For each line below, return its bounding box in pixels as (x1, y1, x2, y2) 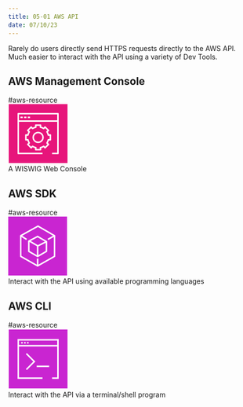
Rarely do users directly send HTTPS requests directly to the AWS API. (8, 43, 237, 53)
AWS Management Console (8, 75, 146, 88)
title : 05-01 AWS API (8, 13, 79, 20)
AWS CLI (8, 299, 52, 313)
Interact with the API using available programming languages (8, 277, 205, 286)
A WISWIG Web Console (8, 164, 88, 174)
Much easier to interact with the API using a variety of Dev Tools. (8, 52, 218, 61)
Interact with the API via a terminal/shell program (8, 390, 166, 399)
